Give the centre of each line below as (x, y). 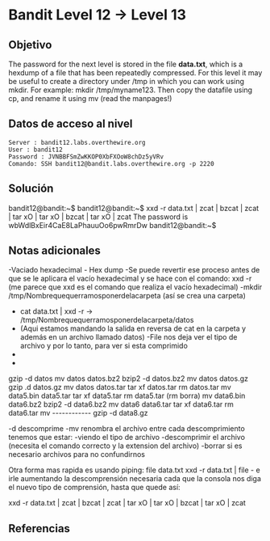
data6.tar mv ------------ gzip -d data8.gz (78, 413)
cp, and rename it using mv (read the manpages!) (90, 98)
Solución (31, 189)
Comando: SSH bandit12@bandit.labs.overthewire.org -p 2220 (112, 163)
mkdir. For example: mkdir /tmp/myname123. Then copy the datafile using (130, 90)
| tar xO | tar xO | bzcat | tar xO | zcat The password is (98, 217)
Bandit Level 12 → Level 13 (98, 15)
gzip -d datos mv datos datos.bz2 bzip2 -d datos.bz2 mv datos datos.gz (128, 378)
